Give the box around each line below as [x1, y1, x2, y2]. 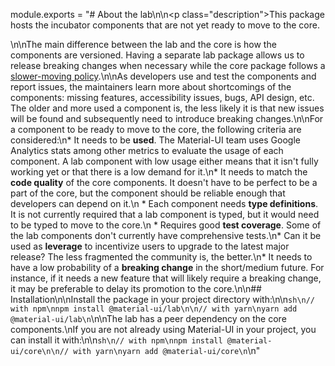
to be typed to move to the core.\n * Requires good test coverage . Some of [10, 219, 322, 231]
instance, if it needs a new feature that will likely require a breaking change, [10, 272, 322, 284]
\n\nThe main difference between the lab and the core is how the [10, 39, 277, 50]
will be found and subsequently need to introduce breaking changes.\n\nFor [10, 113, 324, 124]
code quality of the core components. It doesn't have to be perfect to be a [10, 177, 318, 188]
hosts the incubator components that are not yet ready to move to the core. [10, 19, 320, 31]
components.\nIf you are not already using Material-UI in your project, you [10, 324, 317, 335]
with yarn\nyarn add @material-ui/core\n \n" [73, 345, 261, 356]
